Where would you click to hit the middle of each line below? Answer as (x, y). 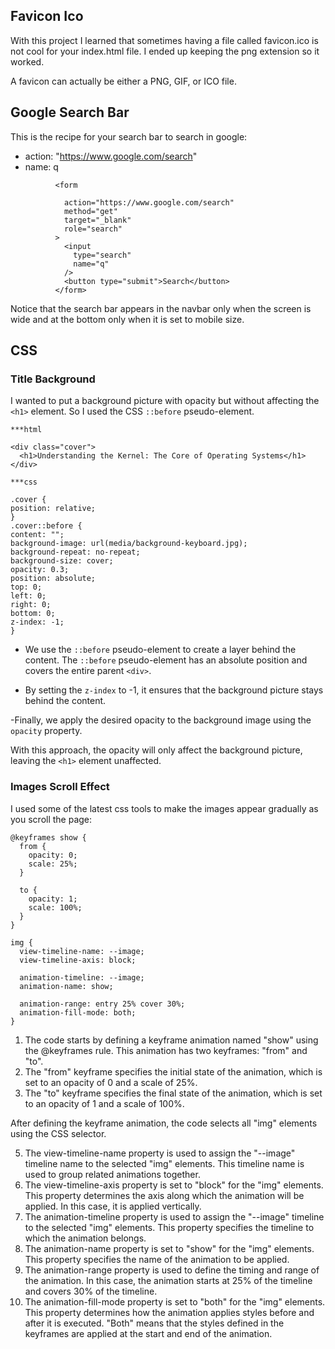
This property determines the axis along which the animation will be (164, 1195)
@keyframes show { (48, 837)
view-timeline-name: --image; (82, 951)
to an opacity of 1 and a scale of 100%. (104, 1103)
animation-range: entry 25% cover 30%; (102, 1004)
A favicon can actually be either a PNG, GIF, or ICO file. (123, 81)
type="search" (102, 255)
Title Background (53, 379)
